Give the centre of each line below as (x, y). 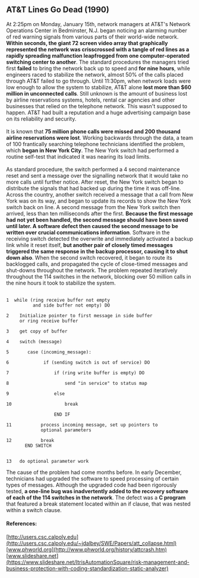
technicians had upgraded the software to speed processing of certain (93, 478)
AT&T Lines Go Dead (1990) (58, 10)
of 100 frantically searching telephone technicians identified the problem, (96, 144)
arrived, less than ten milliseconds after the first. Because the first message (99, 213)
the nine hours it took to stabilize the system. (61, 283)
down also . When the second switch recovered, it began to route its (89, 257)
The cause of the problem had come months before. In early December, (94, 472)
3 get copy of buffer (37, 331)
